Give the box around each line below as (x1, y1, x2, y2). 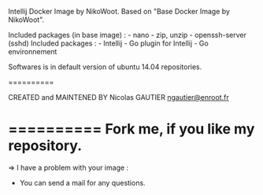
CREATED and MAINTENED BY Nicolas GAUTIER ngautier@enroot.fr (8, 93, 230, 101)
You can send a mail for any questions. (19, 178, 146, 187)
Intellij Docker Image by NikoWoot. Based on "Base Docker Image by (8, 7, 231, 16)
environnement (8, 47, 57, 56)
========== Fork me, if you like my (8, 120, 255, 138)
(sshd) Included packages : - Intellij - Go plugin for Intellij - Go (8, 39, 209, 48)
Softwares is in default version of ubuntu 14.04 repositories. (8, 62, 202, 72)
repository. (8, 137, 83, 155)
